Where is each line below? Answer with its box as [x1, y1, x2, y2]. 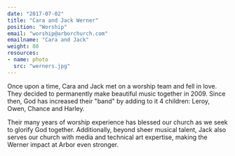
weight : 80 [7, 43, 39, 50]
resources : [7, 50, 39, 57]
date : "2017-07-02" [7, 10, 65, 18]
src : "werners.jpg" [13, 63, 71, 70]
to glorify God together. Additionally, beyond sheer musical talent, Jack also [7, 125, 227, 134]
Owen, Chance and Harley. [7, 104, 86, 112]
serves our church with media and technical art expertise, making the [7, 133, 208, 141]
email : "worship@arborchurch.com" [7, 30, 109, 37]
